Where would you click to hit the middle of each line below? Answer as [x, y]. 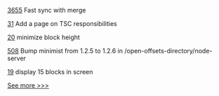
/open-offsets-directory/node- [168, 51]
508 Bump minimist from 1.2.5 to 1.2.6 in [65, 51]
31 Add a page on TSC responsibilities [62, 23]
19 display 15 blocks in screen [50, 72]
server [17, 58]
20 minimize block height [44, 37]
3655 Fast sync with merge [47, 10]
